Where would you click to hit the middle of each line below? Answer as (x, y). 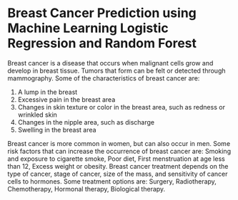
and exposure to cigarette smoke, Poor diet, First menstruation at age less (116, 159)
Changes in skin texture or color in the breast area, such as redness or (121, 107)
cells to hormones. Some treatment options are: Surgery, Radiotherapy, (112, 181)
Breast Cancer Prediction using (102, 13)
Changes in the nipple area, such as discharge (86, 122)
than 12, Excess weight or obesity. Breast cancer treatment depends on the (118, 166)
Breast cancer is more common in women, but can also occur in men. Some (119, 143)
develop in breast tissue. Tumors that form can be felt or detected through (116, 70)
